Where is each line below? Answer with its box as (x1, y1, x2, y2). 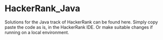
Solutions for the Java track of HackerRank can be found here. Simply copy (4, 19, 159, 25)
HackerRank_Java (4, 3, 81, 14)
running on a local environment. (4, 29, 70, 35)
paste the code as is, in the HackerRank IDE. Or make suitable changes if (4, 24, 153, 30)
